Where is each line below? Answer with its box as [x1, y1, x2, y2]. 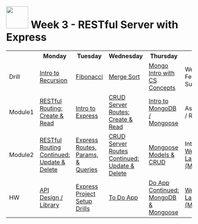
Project [75, 189, 96, 197]
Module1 [9, 108, 34, 116]
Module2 [9, 150, 34, 159]
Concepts [148, 83, 176, 91]
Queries [75, 165, 98, 173]
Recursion [39, 76, 68, 84]
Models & [148, 150, 175, 159]
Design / [39, 193, 63, 202]
